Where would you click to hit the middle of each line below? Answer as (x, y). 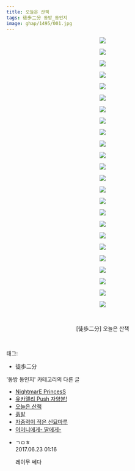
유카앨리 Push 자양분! (41, 399)
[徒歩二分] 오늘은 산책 (103, 328)
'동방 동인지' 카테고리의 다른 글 (43, 379)
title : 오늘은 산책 (28, 12)
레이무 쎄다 (28, 462)
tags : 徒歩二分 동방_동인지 (37, 18)
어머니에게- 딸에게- (38, 429)
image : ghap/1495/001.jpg (39, 23)
